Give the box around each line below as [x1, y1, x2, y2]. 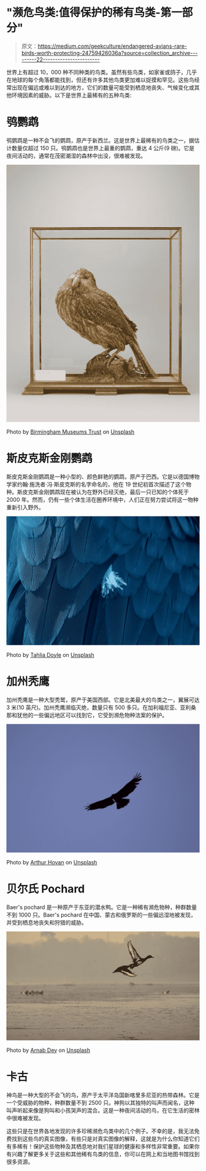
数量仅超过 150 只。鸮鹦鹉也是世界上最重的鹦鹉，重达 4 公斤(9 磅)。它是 [11, 144, 195, 152]
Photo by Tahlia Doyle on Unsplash [6, 651, 95, 658]
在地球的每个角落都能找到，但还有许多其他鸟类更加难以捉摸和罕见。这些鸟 [6, 76, 194, 83]
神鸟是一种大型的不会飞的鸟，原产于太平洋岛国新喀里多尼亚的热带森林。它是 [6, 1091, 200, 1099]
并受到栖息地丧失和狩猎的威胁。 [6, 919, 87, 926]
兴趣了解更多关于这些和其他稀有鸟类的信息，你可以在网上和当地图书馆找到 [11, 1150, 200, 1158]
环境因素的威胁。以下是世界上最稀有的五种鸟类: [11, 91, 132, 99]
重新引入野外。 [6, 504, 44, 511]
